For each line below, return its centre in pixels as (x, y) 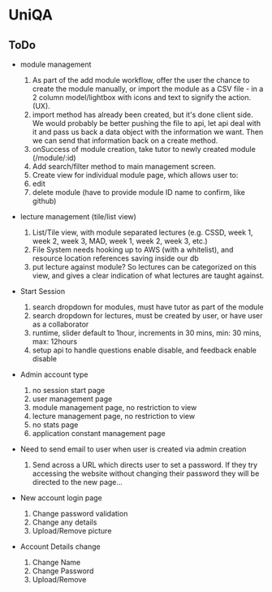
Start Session (43, 291)
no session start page (69, 390)
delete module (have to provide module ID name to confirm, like (138, 192)
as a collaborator (60, 324)
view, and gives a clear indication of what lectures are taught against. (148, 275)
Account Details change (60, 547)
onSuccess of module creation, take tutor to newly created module (144, 149)
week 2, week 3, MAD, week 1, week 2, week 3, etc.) (120, 241)
